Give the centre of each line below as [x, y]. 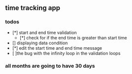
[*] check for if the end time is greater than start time [73, 37]
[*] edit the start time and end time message [57, 48]
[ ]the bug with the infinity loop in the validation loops [66, 53]
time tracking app [33, 8]
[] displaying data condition [40, 43]
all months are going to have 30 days [50, 66]
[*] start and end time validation [45, 32]
